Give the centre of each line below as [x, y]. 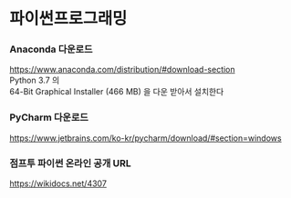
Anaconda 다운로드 [51, 49]
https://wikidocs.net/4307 [58, 183]
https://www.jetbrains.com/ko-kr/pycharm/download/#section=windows [145, 138]
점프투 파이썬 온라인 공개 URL [71, 163]
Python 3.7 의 [35, 80]
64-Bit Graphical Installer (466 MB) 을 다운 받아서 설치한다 [117, 92]
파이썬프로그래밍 [68, 19]
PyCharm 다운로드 [49, 117]
